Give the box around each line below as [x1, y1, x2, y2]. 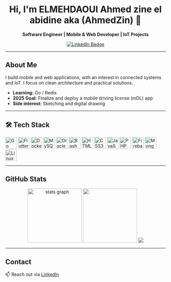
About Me [5, 61, 37, 69]
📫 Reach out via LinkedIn [5, 271, 60, 277]
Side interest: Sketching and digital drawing [12, 100, 105, 107]
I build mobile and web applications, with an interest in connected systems [5, 74, 162, 80]
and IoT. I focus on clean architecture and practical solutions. [5, 80, 133, 86]
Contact [5, 258, 32, 266]
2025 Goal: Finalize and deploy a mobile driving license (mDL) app [12, 95, 153, 101]
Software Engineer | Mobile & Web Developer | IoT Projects [22, 31, 149, 37]
